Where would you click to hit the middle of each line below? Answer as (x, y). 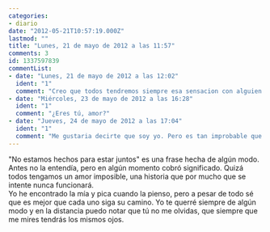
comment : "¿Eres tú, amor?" (63, 114)
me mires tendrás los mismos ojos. (66, 219)
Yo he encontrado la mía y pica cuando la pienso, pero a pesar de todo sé (131, 193)
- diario (23, 23)
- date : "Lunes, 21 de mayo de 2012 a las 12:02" (94, 76)
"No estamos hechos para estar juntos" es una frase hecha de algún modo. (134, 159)
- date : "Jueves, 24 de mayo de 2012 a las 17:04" (95, 121)
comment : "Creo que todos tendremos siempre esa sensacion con (124, 91)
